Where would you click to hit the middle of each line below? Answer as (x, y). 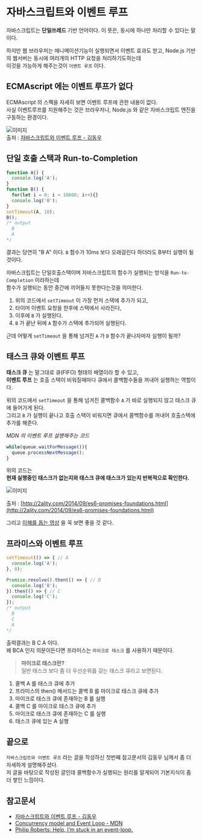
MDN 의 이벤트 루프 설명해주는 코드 (48, 435)
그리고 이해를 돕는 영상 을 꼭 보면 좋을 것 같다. (60, 523)
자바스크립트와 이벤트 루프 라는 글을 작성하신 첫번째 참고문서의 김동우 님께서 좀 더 (99, 758)
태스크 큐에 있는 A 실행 (42, 721)
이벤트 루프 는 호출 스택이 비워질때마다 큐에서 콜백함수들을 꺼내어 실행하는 (93, 380)
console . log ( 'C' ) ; (35, 597)
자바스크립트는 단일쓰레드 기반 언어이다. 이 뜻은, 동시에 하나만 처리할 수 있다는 (98, 30)
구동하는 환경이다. (27, 117)
